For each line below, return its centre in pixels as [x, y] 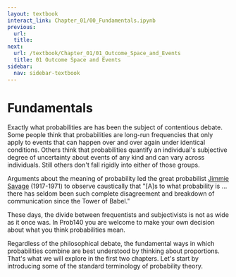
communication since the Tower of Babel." [69, 201]
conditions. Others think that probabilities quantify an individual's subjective [117, 150]
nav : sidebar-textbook [47, 73]
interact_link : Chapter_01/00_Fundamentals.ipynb [82, 20]
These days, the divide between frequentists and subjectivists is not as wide [118, 215]
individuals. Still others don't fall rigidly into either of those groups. [104, 165]
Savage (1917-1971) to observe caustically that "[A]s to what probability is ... [117, 186]
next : [15, 47]
